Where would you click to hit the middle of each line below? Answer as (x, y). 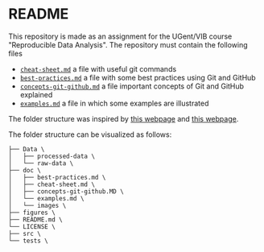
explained (36, 94)
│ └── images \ (37, 205)
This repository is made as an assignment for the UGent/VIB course (120, 36)
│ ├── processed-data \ (52, 156)
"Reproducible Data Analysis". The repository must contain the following (128, 44)
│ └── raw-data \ (41, 163)
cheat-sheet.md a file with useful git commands (98, 68)
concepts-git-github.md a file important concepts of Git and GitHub (132, 86)
